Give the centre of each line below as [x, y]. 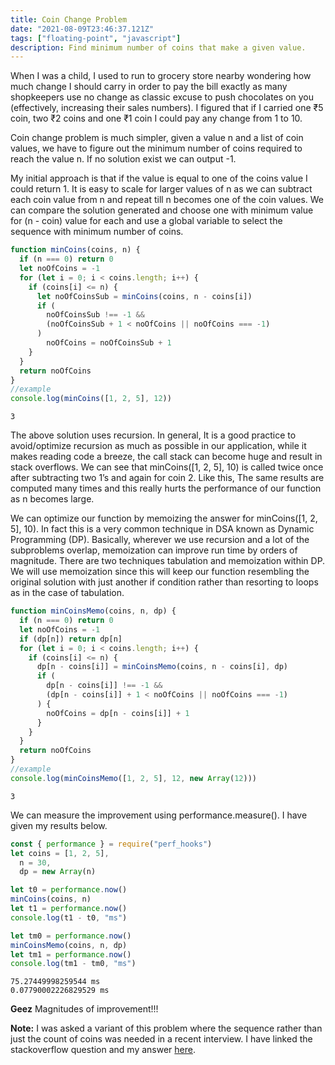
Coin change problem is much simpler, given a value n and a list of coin [157, 138]
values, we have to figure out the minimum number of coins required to [156, 148]
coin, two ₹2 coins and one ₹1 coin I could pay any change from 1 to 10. [156, 118]
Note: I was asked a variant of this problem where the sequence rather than [166, 1028]
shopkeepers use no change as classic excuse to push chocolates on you [162, 97]
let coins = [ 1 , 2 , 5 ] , [60, 853]
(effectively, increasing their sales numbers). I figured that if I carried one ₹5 [167, 108]
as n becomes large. [52, 499]
